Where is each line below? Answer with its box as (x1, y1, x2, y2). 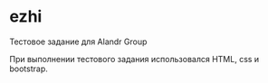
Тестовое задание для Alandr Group (9, 36, 148, 47)
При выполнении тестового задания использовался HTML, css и (9, 53, 260, 64)
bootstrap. (9, 63, 48, 74)
